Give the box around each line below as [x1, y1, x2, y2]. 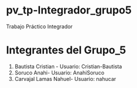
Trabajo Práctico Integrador [6, 23, 73, 30]
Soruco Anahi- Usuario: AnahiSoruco [14, 69, 105, 76]
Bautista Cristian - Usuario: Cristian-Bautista [14, 63, 122, 70]
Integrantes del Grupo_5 [6, 43, 126, 57]
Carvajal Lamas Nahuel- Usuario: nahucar [14, 75, 116, 82]
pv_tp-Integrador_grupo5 [6, 4, 132, 17]
